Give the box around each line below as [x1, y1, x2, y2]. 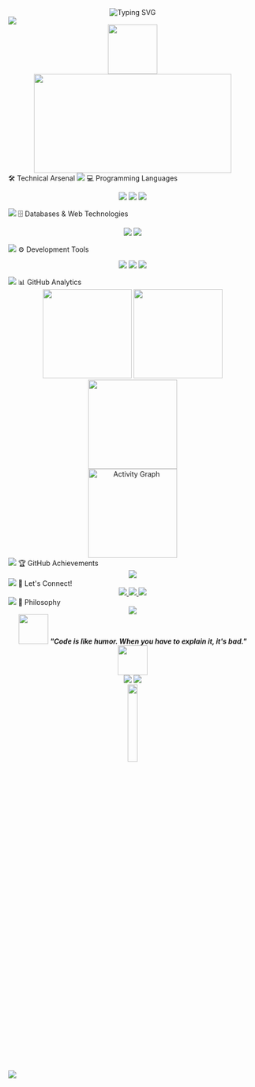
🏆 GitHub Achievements [17, 558, 99, 568]
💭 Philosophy [17, 598, 61, 606]
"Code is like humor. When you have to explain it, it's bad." [50, 637, 247, 646]
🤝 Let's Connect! [17, 579, 73, 588]
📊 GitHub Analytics [17, 277, 82, 287]
